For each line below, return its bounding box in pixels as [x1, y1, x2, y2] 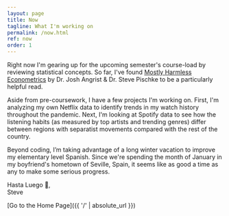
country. [7, 132, 31, 141]
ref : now [7, 36, 32, 43]
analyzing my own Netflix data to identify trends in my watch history [7, 104, 200, 111]
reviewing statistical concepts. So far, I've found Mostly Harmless [7, 68, 192, 76]
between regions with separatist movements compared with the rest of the [7, 125, 218, 133]
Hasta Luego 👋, [7, 181, 51, 189]
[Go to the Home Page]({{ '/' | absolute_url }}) [7, 202, 136, 209]
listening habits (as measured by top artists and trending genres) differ [7, 118, 207, 125]
